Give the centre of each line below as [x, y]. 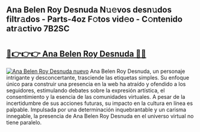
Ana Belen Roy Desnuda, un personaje [138, 71]
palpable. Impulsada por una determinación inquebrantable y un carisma [96, 110]
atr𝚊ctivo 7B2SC [38, 29]
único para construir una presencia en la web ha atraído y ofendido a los [96, 84]
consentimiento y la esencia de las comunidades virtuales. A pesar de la [96, 97]
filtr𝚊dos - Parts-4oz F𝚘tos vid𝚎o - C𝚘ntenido [94, 20]
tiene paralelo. [24, 122]
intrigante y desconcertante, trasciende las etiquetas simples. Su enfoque [98, 77]
